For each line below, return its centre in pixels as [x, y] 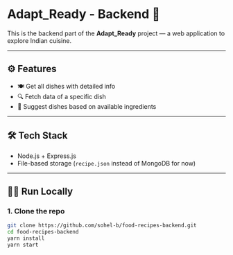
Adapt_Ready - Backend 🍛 [84, 14]
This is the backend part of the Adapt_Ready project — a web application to [116, 33]
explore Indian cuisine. [39, 40]
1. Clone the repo [36, 211]
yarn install [26, 238]
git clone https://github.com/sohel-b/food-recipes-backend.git [102, 226]
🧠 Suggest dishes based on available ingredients [87, 106]
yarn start [23, 245]
